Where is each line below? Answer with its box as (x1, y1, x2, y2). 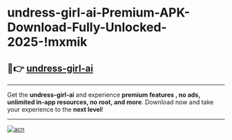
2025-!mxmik (7, 34, 88, 50)
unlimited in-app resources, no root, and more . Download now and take (7, 98, 214, 106)
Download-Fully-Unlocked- (7, 19, 167, 35)
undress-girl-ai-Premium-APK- (7, 5, 191, 21)
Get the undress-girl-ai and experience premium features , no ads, (7, 91, 200, 99)
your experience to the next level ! (7, 106, 104, 113)
